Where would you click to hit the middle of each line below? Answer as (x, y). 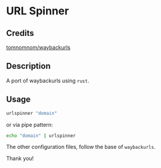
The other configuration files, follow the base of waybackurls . (81, 147)
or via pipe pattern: (30, 124)
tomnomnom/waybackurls (38, 47)
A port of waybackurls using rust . (48, 80)
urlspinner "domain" (32, 113)
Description (28, 66)
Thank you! (20, 158)
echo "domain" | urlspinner (41, 136)
